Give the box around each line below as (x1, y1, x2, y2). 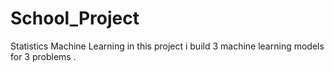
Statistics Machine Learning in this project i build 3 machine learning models (10, 40, 325, 52)
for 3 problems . (10, 50, 77, 62)
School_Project (10, 7, 140, 30)
